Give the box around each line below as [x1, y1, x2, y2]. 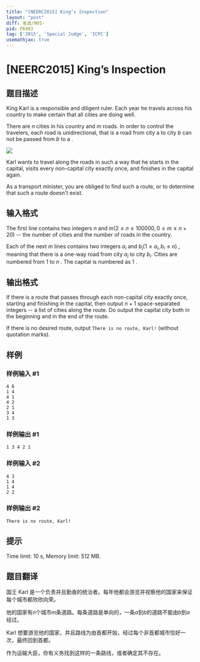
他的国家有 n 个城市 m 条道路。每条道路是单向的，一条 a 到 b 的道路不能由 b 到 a [6, 609, 190, 616]
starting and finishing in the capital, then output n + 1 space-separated [6, 300, 180, 307]
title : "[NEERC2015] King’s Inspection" [6, 8, 109, 15]
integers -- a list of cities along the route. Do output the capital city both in [6, 307, 190, 314]
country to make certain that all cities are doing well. [6, 111, 136, 118]
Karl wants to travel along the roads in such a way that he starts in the [6, 158, 179, 166]
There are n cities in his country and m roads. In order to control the [6, 123, 174, 130]
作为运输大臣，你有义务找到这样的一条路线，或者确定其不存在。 [6, 649, 164, 657]
